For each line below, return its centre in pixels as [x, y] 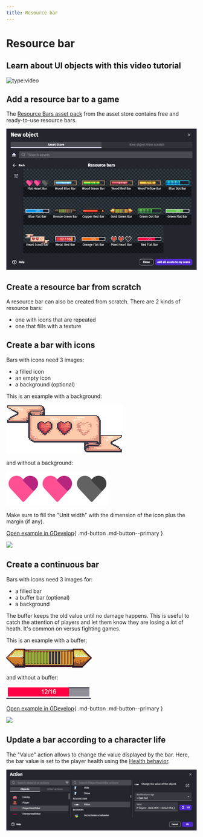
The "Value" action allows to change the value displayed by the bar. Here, [98, 755]
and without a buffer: [32, 677]
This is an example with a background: [54, 396]
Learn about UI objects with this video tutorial [94, 66]
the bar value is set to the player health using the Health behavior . [88, 761]
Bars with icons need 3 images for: [50, 579]
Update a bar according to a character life [86, 740]
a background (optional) [45, 384]
